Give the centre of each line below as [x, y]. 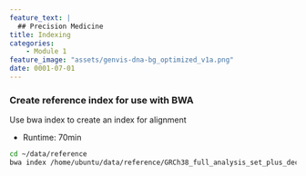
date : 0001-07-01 [42, 69]
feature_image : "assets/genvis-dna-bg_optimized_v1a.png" [122, 60]
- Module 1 [46, 52]
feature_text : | [40, 18]
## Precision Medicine [61, 26]
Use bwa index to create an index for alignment [98, 120]
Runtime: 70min [52, 138]
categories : [32, 43]
